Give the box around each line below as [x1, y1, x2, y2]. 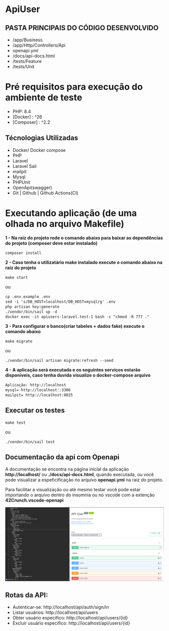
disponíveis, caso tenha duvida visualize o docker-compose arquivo [5, 372, 151, 378]
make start [5, 275, 28, 280]
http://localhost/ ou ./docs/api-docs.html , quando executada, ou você [5, 472, 154, 478]
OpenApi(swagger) [12, 185, 52, 191]
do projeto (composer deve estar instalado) [5, 240, 98, 246]
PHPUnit [12, 179, 30, 185]
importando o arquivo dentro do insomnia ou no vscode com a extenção [5, 492, 155, 498]
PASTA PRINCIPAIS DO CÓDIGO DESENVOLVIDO [5, 24, 159, 32]
